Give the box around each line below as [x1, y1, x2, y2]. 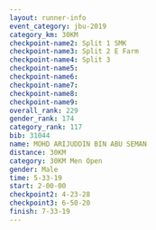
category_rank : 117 [9, 123, 83, 132]
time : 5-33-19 [9, 173, 63, 182]
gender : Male [9, 165, 59, 174]
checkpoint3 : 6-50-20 [9, 198, 91, 208]
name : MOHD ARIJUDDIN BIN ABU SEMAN [9, 139, 147, 149]
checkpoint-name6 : [9, 72, 78, 81]
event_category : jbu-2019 [9, 22, 106, 31]
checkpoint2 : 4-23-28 [9, 190, 91, 199]
